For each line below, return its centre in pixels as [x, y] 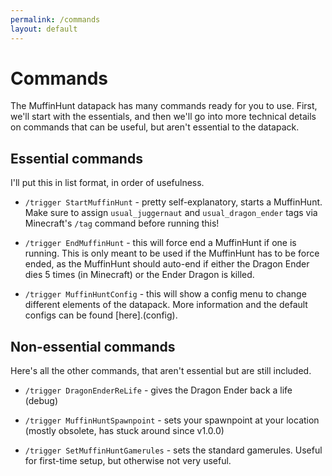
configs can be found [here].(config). [101, 315]
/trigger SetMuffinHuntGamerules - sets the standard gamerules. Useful [173, 450]
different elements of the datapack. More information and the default [166, 305]
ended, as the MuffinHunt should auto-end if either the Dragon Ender [167, 264]
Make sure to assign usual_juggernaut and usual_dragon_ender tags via [171, 213]
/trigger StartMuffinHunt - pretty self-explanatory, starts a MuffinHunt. [173, 202]
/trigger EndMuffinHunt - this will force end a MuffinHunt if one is [160, 243]
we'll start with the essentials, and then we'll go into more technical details [163, 117]
